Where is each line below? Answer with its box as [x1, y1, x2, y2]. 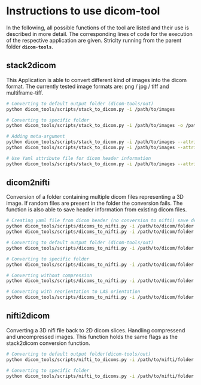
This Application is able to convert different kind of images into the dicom [6, 76, 187, 83]
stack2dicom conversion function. [6, 339, 90, 347]
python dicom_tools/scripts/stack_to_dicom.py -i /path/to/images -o [6, 123, 184, 129]
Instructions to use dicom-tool [6, 4, 160, 18]
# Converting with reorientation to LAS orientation [6, 289, 141, 295]
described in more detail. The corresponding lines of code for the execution [6, 30, 193, 37]
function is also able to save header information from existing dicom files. [6, 206, 187, 213]
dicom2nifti [6, 178, 50, 188]
